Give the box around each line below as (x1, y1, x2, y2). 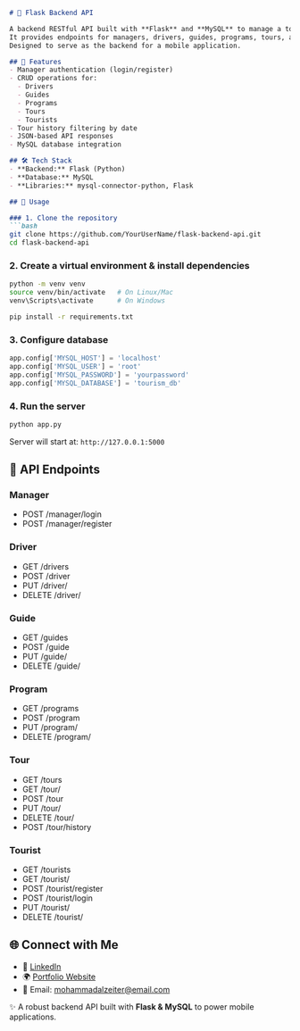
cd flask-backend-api (9, 238, 90, 247)
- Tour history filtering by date (9, 123, 138, 133)
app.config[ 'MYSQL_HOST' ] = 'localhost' (9, 353, 162, 363)
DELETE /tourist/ (21, 911, 84, 922)
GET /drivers (21, 561, 70, 571)
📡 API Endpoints (9, 462, 101, 478)
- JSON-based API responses (9, 132, 114, 141)
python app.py (9, 420, 62, 428)
